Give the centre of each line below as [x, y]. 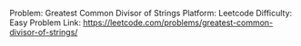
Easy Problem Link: [45, 23]
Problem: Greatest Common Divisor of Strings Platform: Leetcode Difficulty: [151, 13]
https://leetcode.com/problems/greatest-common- [178, 23]
